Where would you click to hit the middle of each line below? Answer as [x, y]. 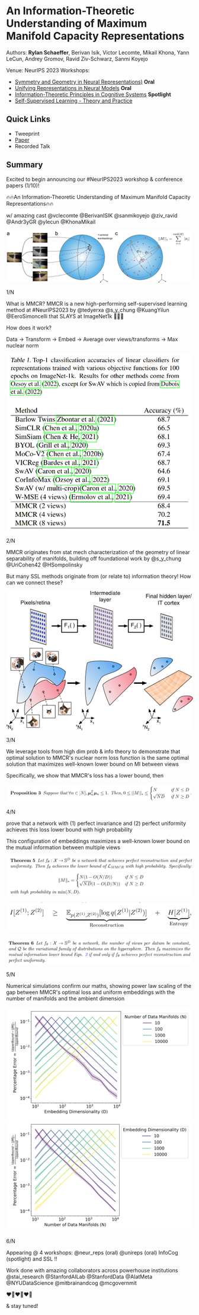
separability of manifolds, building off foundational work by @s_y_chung [94, 558]
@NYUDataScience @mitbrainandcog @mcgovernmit [72, 1283]
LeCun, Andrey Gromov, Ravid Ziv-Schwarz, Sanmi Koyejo [77, 59]
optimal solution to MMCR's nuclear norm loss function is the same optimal [98, 758]
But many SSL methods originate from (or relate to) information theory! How [99, 576]
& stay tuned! [22, 1306]
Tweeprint [27, 133]
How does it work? [29, 328]
